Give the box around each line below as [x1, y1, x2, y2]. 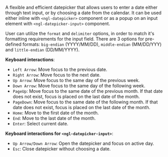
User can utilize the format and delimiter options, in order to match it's [5, 31, 154, 36]
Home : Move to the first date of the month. [12, 110, 99, 116]
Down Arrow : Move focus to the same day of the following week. [12, 83, 146, 89]
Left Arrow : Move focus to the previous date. [12, 66, 108, 72]
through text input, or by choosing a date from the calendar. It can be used [5, 10, 162, 16]
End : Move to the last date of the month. [12, 115, 96, 121]
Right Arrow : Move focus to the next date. [12, 72, 101, 78]
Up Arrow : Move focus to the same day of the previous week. [12, 77, 140, 83]
